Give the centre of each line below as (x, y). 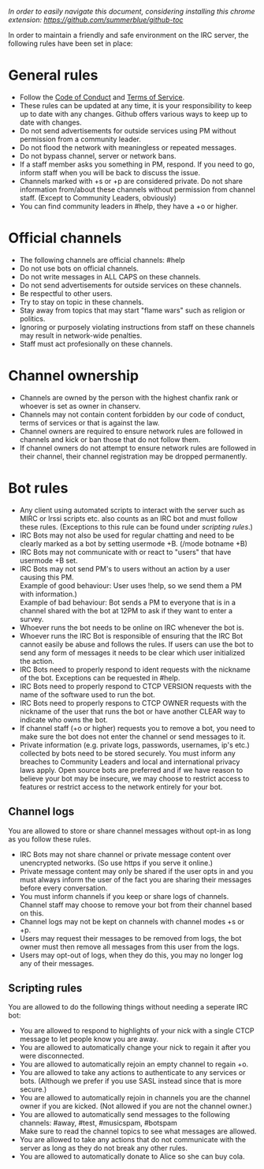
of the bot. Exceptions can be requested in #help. (100, 677)
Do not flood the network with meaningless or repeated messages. (128, 147)
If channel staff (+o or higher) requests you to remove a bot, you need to (137, 728)
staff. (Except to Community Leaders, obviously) (98, 197)
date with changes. (50, 122)
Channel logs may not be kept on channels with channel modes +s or (132, 921)
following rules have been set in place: (71, 43)
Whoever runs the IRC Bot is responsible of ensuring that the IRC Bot (131, 635)
